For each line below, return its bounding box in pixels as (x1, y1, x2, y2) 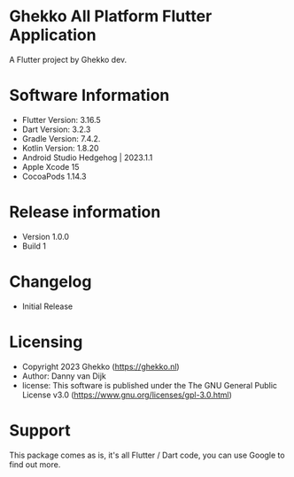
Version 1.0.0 (21, 231, 69, 242)
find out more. (9, 458, 61, 470)
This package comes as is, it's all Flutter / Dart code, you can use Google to (9, 450, 285, 460)
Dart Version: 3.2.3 (21, 124, 91, 135)
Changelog (9, 272, 92, 291)
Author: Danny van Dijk (21, 370, 106, 381)
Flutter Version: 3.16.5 (21, 114, 102, 125)
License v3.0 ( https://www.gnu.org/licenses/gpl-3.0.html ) (21, 389, 233, 400)
